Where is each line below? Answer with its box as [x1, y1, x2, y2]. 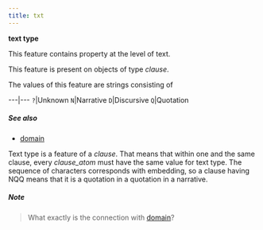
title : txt [8, 11, 44, 20]
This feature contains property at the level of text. [8, 49, 171, 58]
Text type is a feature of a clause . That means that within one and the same [8, 149, 256, 158]
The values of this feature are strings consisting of [8, 80, 173, 89]
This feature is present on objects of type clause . [8, 64, 169, 74]
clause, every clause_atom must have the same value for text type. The [8, 157, 242, 167]
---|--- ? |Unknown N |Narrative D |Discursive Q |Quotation [8, 95, 189, 104]
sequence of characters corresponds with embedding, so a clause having [8, 166, 250, 175]
